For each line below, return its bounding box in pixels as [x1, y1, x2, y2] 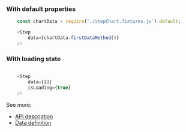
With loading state [6, 55, 61, 63]
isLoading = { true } [28, 85, 71, 91]
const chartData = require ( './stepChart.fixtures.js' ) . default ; [17, 19, 181, 25]
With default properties [6, 5, 76, 13]
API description [14, 113, 53, 120]
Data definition [14, 119, 52, 126]
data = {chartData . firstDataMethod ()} [28, 35, 119, 41]
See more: [6, 101, 32, 108]
